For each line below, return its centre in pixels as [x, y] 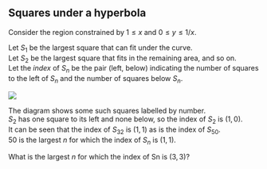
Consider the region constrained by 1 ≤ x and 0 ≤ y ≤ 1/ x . [102, 32]
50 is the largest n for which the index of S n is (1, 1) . [92, 140]
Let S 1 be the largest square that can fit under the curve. [100, 48]
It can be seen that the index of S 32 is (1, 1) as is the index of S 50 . [114, 130]
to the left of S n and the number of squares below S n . [96, 79]
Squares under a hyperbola [77, 13]
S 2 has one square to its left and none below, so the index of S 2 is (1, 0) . [126, 120]
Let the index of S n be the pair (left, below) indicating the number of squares [133, 69]
